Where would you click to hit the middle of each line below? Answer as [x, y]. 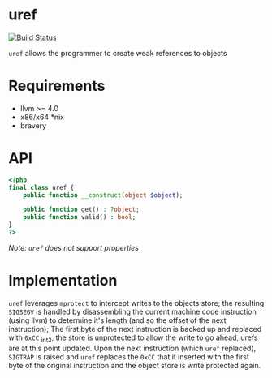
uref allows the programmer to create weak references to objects [118, 53]
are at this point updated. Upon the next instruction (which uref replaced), [132, 348]
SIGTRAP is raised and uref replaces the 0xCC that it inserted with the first [129, 357]
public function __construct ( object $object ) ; [103, 195]
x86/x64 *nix [42, 117]
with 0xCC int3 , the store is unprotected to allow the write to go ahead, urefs [133, 338]
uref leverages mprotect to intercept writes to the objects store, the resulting [136, 303]
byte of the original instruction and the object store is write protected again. [135, 365]
